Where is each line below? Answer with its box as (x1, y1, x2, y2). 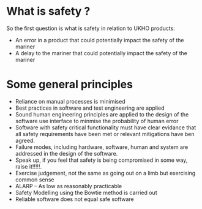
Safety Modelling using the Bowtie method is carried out (15, 189, 157, 196)
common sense (15, 176, 54, 183)
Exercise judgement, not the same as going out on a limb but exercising (15, 169, 196, 177)
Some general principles (6, 78, 133, 91)
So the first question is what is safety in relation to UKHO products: (6, 25, 176, 32)
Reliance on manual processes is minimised (15, 97, 125, 105)
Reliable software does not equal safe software (15, 195, 134, 203)
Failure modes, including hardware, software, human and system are (15, 143, 189, 151)
